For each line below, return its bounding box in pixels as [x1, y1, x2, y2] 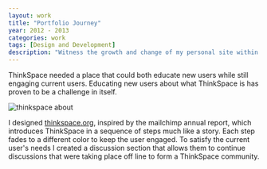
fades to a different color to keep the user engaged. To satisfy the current [8, 135, 250, 144]
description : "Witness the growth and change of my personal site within [8, 48, 259, 56]
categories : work [8, 33, 66, 42]
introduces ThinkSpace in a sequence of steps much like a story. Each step [8, 126, 255, 136]
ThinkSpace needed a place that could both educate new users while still [8, 71, 249, 79]
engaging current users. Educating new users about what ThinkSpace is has [8, 79, 259, 88]
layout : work [8, 11, 52, 20]
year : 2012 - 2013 [8, 26, 69, 34]
